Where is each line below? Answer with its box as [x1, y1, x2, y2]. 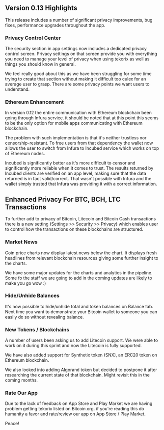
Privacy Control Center [5, 34, 61, 41]
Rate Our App [5, 390, 38, 397]
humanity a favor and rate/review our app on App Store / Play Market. [5, 411, 146, 417]
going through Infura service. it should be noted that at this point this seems [5, 115, 159, 121]
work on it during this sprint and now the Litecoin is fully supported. [5, 343, 142, 349]
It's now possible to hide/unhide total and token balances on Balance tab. [5, 303, 154, 309]
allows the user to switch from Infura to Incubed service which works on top [5, 145, 159, 151]
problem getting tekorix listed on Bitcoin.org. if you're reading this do [5, 406, 144, 412]
